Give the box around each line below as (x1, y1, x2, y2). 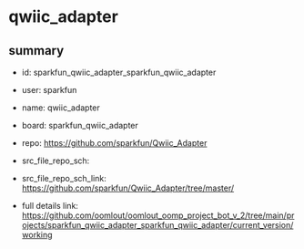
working (21, 230, 53, 240)
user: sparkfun (21, 85, 77, 95)
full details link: (21, 201, 79, 211)
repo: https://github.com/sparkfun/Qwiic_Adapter (21, 138, 208, 148)
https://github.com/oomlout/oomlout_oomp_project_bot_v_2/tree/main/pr (21, 210, 295, 221)
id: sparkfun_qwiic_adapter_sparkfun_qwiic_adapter (21, 67, 217, 78)
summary (8, 43, 65, 58)
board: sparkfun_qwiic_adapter (21, 120, 138, 130)
